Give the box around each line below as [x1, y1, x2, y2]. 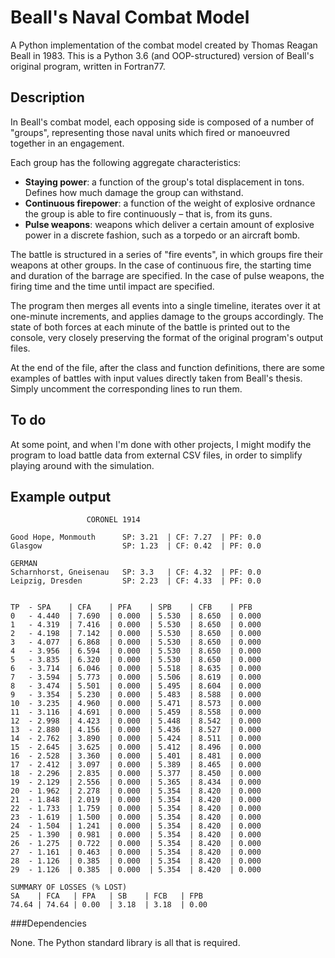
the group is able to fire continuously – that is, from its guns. [24, 207, 273, 220]
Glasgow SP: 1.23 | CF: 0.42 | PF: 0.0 [10, 541, 262, 551]
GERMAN [10, 559, 38, 569]
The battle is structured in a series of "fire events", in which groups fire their [10, 248, 324, 260]
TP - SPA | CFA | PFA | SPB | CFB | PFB [10, 602, 253, 613]
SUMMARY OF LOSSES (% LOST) [10, 882, 128, 893]
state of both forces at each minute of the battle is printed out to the [10, 321, 291, 333]
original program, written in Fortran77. [10, 60, 166, 72]
